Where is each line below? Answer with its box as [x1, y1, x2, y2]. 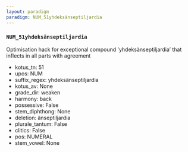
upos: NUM [14, 69, 43, 77]
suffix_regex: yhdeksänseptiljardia [14, 76, 99, 83]
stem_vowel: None [14, 139, 60, 146]
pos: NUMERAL [14, 133, 53, 140]
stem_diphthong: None [14, 107, 71, 115]
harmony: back [14, 95, 52, 102]
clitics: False [14, 126, 46, 134]
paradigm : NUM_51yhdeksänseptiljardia [6, 14, 102, 20]
